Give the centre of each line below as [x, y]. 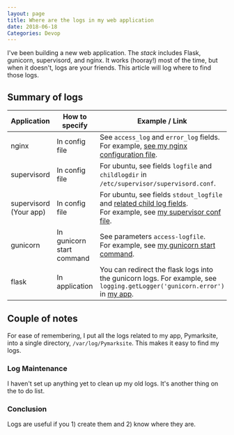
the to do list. [26, 391]
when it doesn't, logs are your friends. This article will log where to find [109, 68]
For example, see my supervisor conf [161, 212]
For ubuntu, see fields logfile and [156, 166]
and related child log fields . [144, 204]
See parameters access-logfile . [153, 236]
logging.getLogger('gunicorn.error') [162, 286]
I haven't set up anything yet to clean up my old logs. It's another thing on [113, 383]
